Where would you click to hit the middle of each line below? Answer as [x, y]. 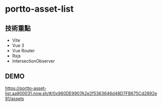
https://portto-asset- [26, 88]
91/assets [15, 98]
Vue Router [23, 51]
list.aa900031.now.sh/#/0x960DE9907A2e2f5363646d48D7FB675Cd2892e [81, 93]
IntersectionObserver [33, 61]
